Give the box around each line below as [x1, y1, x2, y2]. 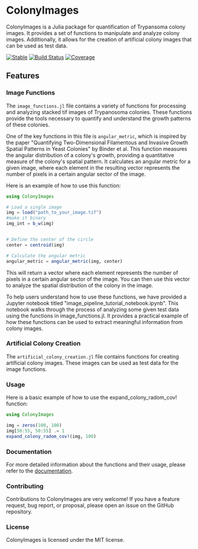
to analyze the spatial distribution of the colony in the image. [6, 281, 154, 288]
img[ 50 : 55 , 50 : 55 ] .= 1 [6, 428, 65, 434]
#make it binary [6, 215, 46, 221]
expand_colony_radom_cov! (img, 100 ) [6, 433, 96, 439]
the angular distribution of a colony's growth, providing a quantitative [6, 151, 174, 158]
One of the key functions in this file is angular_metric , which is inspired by [6, 132, 187, 139]
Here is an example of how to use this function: [6, 182, 121, 189]
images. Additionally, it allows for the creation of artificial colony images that [6, 36, 192, 43]
